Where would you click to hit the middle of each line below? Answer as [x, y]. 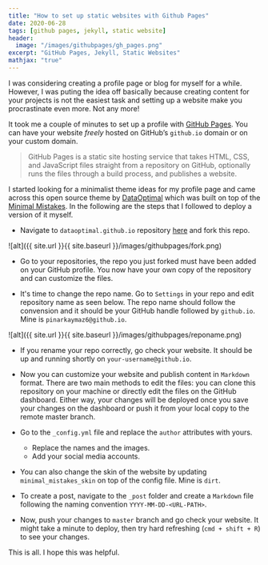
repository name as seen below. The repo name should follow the [128, 302]
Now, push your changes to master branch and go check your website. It [139, 519]
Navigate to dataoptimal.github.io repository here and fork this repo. [135, 230]
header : [21, 38]
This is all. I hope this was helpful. [64, 552]
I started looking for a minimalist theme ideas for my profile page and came [132, 189]
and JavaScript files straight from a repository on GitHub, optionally [139, 165]
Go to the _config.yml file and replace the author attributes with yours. [136, 432]
